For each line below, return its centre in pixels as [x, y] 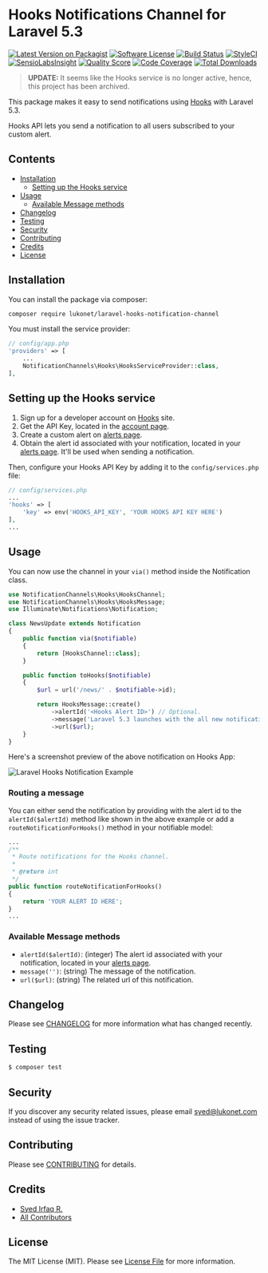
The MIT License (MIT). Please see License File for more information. [122, 1261]
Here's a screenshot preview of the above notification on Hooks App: [122, 757]
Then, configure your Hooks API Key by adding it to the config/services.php [134, 467]
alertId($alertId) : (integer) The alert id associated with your [121, 954]
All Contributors [45, 1217]
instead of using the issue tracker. [64, 1120]
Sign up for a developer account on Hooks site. [97, 418]
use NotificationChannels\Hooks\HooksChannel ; [87, 594]
